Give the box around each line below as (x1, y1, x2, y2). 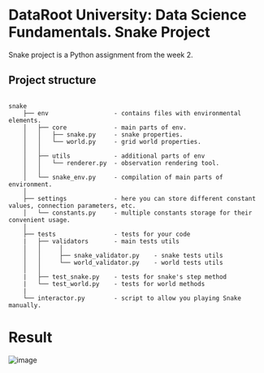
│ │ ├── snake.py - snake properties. (23, 130, 184, 139)
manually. (8, 301, 42, 310)
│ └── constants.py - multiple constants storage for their (23, 209, 253, 217)
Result (8, 327, 53, 346)
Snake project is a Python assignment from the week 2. (8, 50, 193, 59)
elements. (8, 116, 42, 124)
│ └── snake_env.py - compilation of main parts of (23, 173, 223, 181)
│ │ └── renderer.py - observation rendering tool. (23, 158, 220, 167)
